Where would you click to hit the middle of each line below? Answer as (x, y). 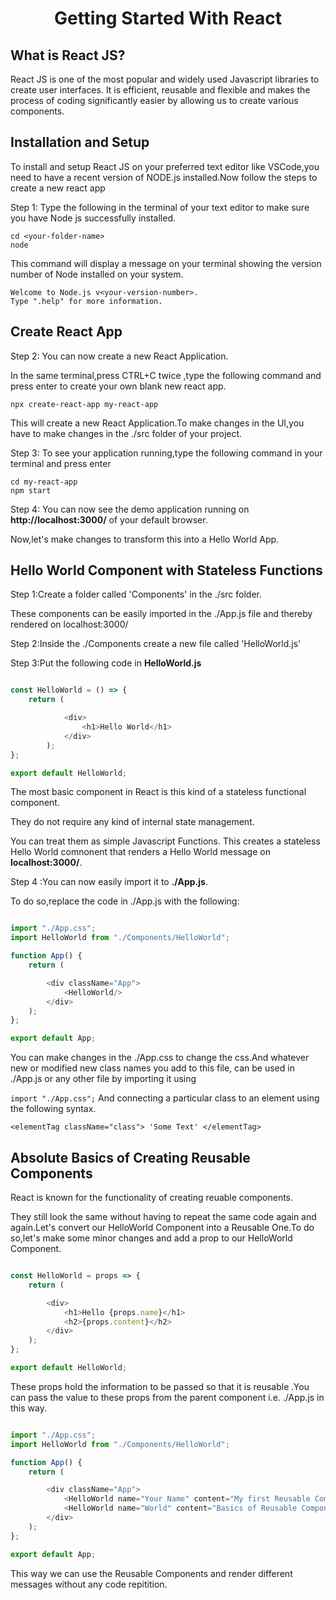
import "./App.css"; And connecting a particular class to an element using (165, 1098)
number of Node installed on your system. (97, 274)
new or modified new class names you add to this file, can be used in (152, 1068)
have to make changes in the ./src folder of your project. (126, 433)
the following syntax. (53, 1109)
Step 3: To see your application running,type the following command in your (166, 453)
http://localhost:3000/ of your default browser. (109, 519)
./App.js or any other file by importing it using (103, 1079)
